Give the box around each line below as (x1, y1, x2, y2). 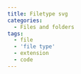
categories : (7, 17, 43, 24)
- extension (13, 50, 50, 57)
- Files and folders (13, 23, 75, 30)
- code (13, 56, 33, 63)
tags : (7, 30, 23, 37)
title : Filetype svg (7, 10, 69, 18)
